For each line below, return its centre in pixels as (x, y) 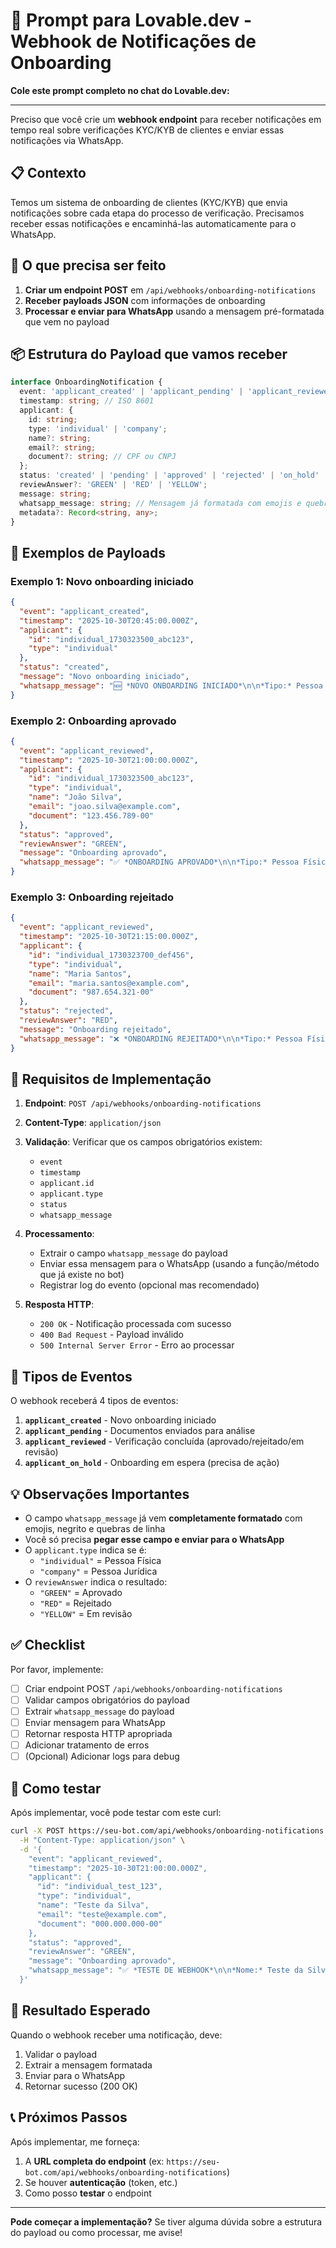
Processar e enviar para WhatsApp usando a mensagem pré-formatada (174, 311)
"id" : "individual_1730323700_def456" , (111, 955)
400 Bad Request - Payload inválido (111, 1335)
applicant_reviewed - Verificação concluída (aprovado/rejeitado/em (164, 1441)
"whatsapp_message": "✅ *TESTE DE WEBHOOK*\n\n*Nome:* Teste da (166, 1970)
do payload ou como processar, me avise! (96, 2232)
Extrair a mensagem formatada (88, 2065)
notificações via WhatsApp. (67, 140)
